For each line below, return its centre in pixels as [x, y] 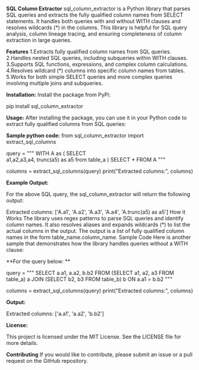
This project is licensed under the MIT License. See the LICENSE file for [94, 337]
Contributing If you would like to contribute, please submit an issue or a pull [99, 355]
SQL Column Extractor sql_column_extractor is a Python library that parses [98, 9]
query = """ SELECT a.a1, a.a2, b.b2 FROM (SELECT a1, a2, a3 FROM [90, 273]
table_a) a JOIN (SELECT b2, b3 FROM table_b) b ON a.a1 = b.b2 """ [89, 279]
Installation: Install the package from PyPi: [59, 95]
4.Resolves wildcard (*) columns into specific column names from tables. [96, 70]
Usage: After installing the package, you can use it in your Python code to [97, 118]
